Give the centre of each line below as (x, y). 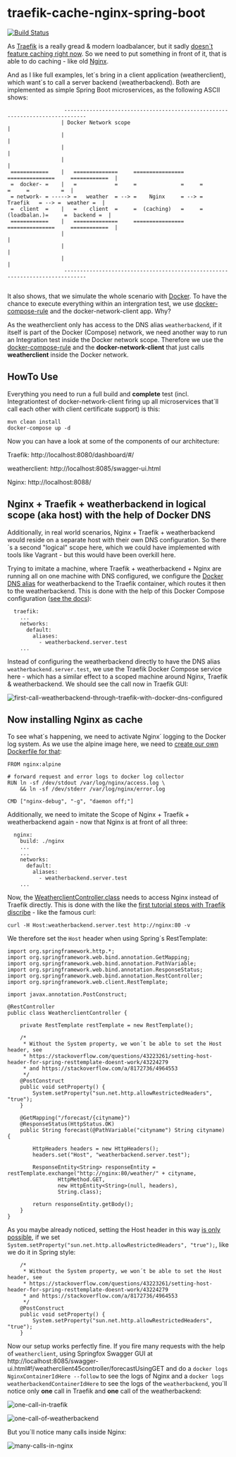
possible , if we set (34, 1237)
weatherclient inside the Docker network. (68, 355)
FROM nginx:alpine (34, 764)
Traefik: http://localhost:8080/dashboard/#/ (71, 455)
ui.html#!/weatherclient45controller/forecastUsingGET (86, 1369)
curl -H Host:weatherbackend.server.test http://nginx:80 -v (99, 925)
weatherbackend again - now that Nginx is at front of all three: (98, 822)
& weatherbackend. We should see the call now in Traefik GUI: (98, 684)
